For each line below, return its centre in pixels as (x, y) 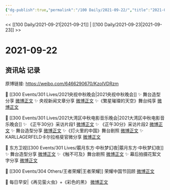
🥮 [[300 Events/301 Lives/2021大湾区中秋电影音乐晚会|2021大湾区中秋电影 (83, 118)
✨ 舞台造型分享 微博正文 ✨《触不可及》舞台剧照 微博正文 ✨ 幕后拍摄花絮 (81, 154)
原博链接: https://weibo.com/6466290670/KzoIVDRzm (62, 83)
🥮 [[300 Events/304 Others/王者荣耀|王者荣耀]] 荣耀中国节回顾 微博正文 (80, 171)
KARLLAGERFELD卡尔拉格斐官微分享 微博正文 (53, 137)
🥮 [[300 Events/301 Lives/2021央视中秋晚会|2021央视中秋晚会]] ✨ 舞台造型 (83, 94)
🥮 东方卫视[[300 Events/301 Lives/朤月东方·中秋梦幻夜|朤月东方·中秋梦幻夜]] (84, 147)
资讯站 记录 (23, 70)
